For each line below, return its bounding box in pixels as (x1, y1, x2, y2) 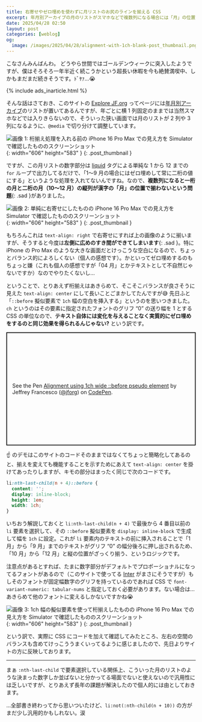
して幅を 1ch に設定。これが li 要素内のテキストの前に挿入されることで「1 (6, 535, 191, 542)
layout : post (6, 25, 39, 32)
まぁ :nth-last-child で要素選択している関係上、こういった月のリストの (6, 666, 186, 674)
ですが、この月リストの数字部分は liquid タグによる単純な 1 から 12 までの (6, 161, 189, 169)
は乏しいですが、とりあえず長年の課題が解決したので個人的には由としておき (6, 682, 195, 689)
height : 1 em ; (11, 497, 44, 503)
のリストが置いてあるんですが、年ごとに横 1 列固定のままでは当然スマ (22, 107, 195, 114)
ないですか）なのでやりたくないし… (6, 269, 95, 276)
